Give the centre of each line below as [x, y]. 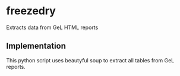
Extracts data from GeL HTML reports [52, 27]
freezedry [31, 11]
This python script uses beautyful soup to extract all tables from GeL [90, 60]
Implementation [36, 46]
